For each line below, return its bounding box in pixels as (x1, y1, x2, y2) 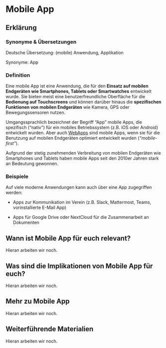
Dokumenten (12, 219, 39, 225)
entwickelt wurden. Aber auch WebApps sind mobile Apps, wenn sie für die (5, 130, 161, 136)
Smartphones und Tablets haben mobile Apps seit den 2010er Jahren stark (5, 156, 159, 162)
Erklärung (5, 23, 37, 32)
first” (5, 141, 16, 147)
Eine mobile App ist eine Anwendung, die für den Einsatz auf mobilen (5, 83, 149, 89)
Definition (5, 71, 30, 78)
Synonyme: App (5, 59, 39, 65)
